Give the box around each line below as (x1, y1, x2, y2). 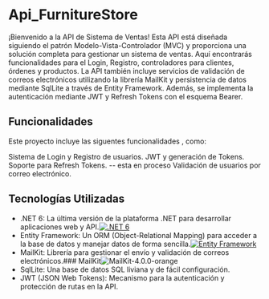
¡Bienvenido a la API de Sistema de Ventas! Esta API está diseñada (8, 32, 228, 42)
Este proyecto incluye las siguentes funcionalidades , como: (8, 136, 207, 146)
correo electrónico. (8, 168, 72, 178)
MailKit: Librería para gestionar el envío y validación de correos (19, 247, 230, 257)
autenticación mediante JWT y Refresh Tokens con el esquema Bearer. (8, 91, 243, 101)
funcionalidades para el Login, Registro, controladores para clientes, (8, 58, 234, 67)
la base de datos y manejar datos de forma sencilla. (19, 239, 191, 248)
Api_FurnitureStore (8, 6, 138, 24)
